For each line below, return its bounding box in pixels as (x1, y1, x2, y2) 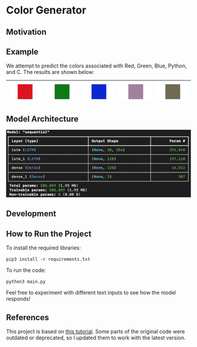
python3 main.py (6, 279, 46, 285)
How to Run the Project (6, 228, 92, 238)
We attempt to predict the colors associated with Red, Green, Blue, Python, (6, 62, 187, 69)
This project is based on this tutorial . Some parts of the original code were (6, 328, 185, 335)
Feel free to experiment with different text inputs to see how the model (6, 289, 176, 297)
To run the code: (6, 267, 46, 274)
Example (6, 46, 39, 56)
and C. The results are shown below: (6, 69, 95, 76)
